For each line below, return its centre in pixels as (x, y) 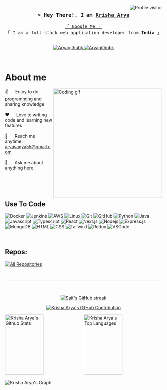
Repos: (16, 252)
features (14, 126)
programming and (24, 99)
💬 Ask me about (24, 163)
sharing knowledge (25, 104)
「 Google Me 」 (83, 27)
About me (26, 78)
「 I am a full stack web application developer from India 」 (83, 33)
